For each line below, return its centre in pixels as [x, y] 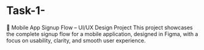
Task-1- [26, 11]
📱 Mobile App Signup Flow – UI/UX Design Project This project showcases [100, 27]
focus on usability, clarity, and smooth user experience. [76, 40]
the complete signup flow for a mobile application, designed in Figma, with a [102, 34]
